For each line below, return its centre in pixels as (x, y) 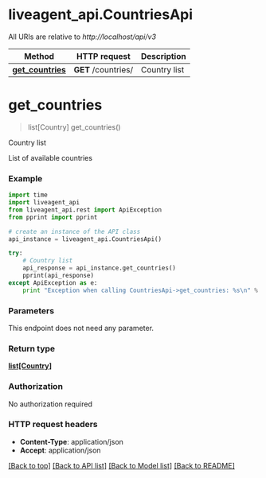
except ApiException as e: (53, 283)
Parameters (31, 310)
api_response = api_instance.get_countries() (100, 268)
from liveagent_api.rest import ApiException (85, 210)
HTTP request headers (53, 425)
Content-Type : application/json (71, 441)
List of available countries (51, 157)
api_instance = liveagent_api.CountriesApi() (85, 239)
